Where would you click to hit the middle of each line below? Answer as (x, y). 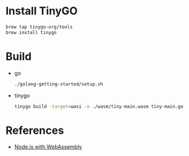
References (35, 130)
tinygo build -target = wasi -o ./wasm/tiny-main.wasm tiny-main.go (99, 106)
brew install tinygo (31, 32)
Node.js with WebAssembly (48, 147)
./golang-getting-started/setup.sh (59, 84)
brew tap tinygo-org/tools (39, 27)
